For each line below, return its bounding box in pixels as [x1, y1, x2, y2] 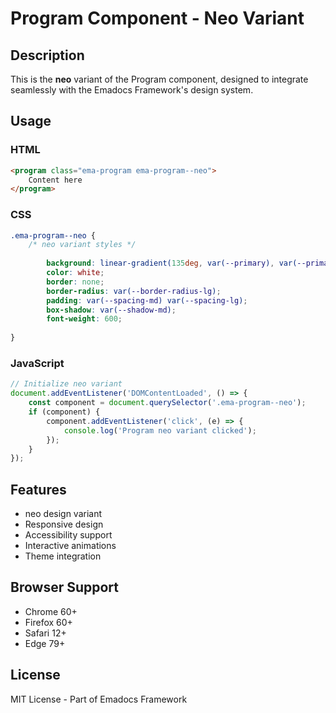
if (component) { [28, 407, 101, 417]
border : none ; [46, 277, 105, 287]
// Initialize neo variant [10, 379, 123, 389]
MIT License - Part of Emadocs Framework [10, 693, 188, 705]
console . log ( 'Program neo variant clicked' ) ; [63, 425, 257, 436]
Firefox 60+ [24, 616, 73, 628]
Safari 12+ [24, 627, 67, 639]
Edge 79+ [24, 637, 66, 649]
